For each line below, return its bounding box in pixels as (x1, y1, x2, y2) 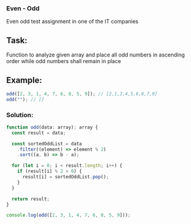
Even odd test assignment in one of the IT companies (6, 18, 139, 25)
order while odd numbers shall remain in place (6, 58, 122, 65)
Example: (6, 75, 42, 85)
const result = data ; (11, 130, 66, 136)
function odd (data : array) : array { (6, 124, 98, 130)
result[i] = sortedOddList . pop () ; (22, 174, 110, 180)
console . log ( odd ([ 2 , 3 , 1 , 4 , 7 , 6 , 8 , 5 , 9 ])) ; (6, 212, 131, 219)
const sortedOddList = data (11, 141, 83, 147)
